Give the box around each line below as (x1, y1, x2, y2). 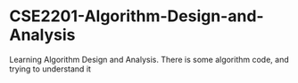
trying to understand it (9, 64, 92, 74)
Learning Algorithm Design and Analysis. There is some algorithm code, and (9, 54, 290, 64)
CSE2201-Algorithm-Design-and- (9, 6, 265, 26)
